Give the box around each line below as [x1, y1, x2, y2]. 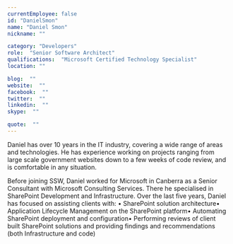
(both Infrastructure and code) [7, 229, 96, 238]
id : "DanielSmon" [7, 17, 59, 24]
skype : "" [7, 108, 40, 115]
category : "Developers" [7, 43, 78, 50]
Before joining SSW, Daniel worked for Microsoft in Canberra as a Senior [7, 176, 217, 185]
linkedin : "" [7, 102, 49, 109]
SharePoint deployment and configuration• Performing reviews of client [7, 214, 216, 223]
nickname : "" [7, 30, 46, 37]
